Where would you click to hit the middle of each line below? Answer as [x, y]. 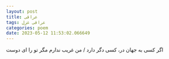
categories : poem [27, 28]
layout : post [22, 11]
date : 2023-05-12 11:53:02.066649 [48, 33]
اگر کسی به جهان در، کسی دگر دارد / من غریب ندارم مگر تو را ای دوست [85, 50]
